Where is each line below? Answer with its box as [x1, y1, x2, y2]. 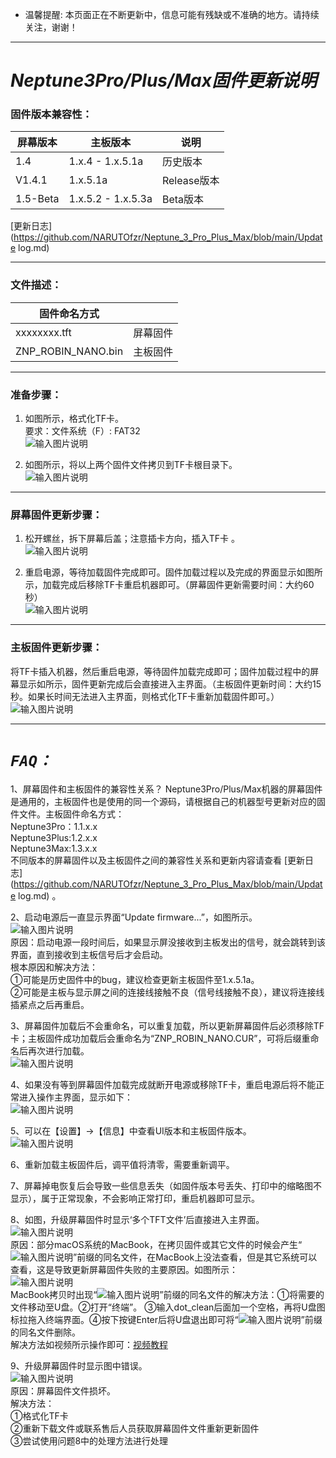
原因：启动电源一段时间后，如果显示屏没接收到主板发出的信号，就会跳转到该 [10, 936, 326, 948]
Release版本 [161, 174, 220, 188]
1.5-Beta [15, 192, 60, 206]
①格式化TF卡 [10, 1409, 69, 1422]
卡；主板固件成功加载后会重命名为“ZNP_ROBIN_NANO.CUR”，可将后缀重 [10, 1032, 311, 1044]
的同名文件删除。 [10, 1326, 81, 1338]
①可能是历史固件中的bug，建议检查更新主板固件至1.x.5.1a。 [10, 973, 260, 985]
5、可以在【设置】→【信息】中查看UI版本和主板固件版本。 [10, 1124, 252, 1137]
